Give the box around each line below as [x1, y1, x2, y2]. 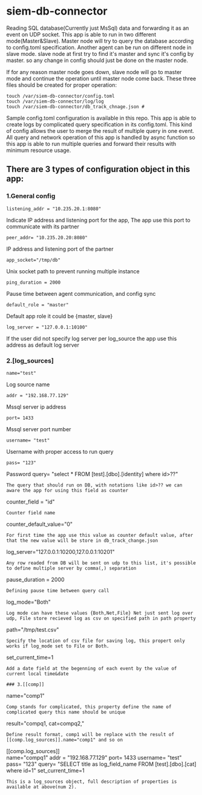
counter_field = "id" [6, 498, 56, 505]
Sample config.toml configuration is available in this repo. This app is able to [6, 114, 197, 121]
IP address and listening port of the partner [6, 245, 114, 253]
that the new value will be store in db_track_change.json [6, 537, 158, 544]
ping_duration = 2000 [6, 279, 61, 285]
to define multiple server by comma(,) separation [6, 565, 137, 572]
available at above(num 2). [6, 783, 77, 790]
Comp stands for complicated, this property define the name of [6, 703, 172, 710]
